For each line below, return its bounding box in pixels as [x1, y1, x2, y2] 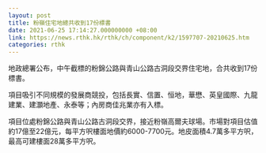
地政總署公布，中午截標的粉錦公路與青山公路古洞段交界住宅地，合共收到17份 [8, 64, 258, 73]
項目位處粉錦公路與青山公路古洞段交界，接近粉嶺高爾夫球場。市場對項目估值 [8, 117, 258, 126]
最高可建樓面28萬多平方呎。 [8, 136, 101, 146]
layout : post [8, 11, 51, 20]
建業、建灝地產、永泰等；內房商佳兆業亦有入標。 [8, 100, 168, 110]
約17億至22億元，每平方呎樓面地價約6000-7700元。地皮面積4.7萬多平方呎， [8, 127, 258, 136]
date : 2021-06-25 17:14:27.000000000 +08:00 [8, 26, 158, 34]
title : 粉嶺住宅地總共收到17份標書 [8, 19, 112, 27]
